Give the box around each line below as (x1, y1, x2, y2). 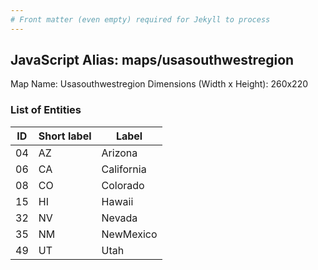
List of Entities (10, 103, 82, 117)
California (101, 162, 147, 176)
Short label (38, 129, 92, 143)
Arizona (101, 146, 138, 160)
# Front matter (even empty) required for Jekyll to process (10, 14, 271, 25)
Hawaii (101, 194, 134, 208)
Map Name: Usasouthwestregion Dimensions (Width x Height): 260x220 (10, 78, 309, 90)
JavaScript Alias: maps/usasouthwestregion (10, 52, 295, 69)
